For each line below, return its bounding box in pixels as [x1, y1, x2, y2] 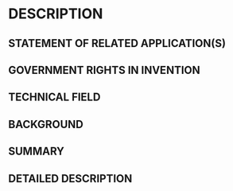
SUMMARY [8, 145, 65, 158]
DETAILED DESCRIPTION [8, 172, 133, 185]
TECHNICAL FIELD [8, 91, 101, 104]
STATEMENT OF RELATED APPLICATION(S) [8, 37, 227, 50]
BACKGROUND [8, 117, 83, 131]
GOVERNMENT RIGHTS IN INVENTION [8, 63, 200, 76]
